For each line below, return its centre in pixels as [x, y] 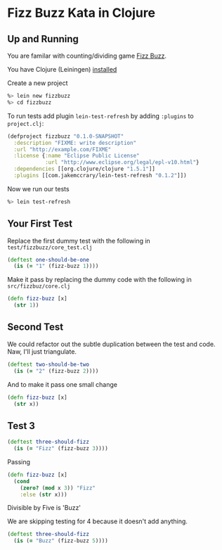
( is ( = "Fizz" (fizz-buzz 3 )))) [61, 449]
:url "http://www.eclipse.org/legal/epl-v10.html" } [122, 162]
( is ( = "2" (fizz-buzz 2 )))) [56, 371]
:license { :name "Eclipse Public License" [77, 156]
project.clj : [26, 123]
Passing [19, 461]
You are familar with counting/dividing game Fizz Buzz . [87, 56]
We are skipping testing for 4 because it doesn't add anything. [98, 521]
